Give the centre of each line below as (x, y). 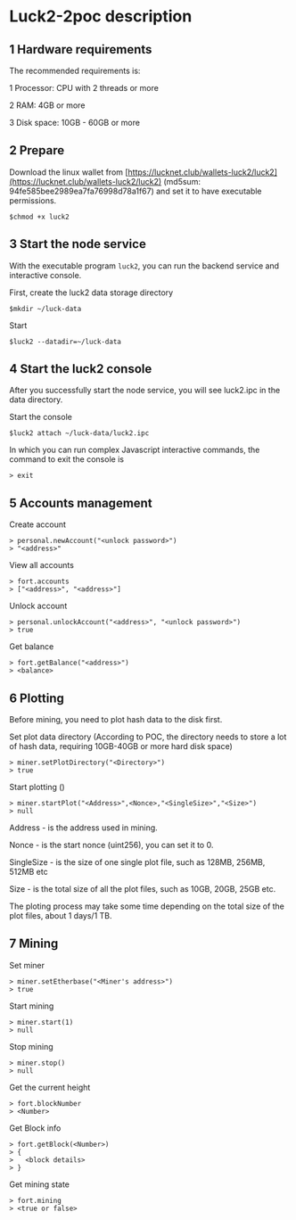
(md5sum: (182, 181)
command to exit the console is (67, 459)
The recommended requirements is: (75, 70)
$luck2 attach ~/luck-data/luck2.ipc (79, 433)
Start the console (41, 417)
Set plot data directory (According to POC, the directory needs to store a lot (148, 737)
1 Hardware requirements (81, 49)
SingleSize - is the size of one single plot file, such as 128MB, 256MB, (137, 862)
